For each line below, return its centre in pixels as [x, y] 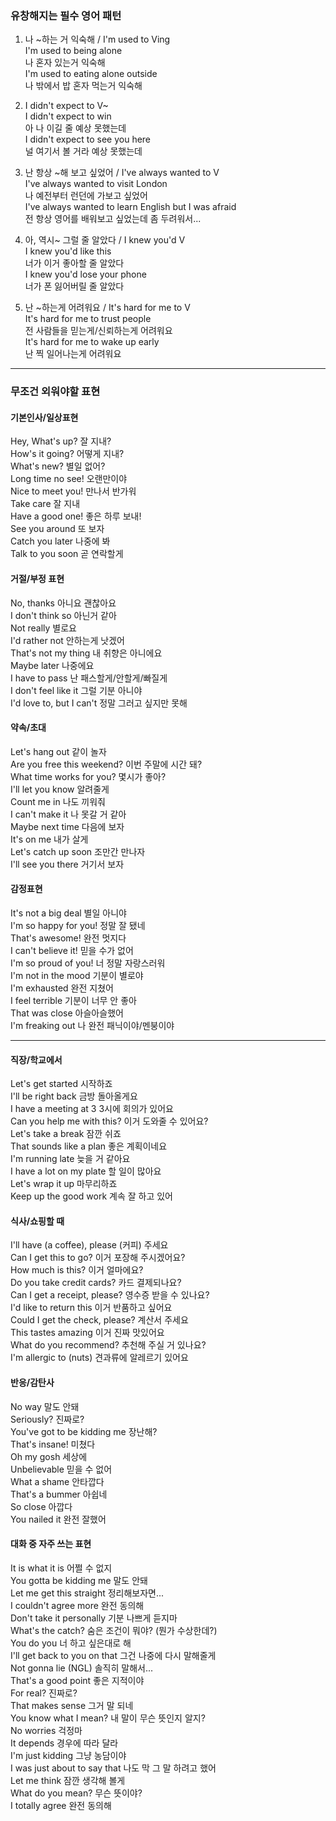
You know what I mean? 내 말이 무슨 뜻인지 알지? [108, 1718]
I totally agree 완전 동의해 [61, 1805]
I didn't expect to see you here [88, 139]
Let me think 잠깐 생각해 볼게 [68, 1780]
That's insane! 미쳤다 [53, 1444]
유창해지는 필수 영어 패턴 [66, 15]
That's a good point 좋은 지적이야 [77, 1680]
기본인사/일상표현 [44, 417]
